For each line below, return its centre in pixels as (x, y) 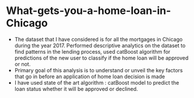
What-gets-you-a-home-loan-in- (89, 11)
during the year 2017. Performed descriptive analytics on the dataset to (100, 45)
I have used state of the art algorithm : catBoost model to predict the (97, 82)
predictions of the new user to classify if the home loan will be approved (101, 58)
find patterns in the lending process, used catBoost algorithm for (92, 51)
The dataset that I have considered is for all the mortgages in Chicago (98, 39)
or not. (22, 64)
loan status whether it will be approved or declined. (76, 89)
